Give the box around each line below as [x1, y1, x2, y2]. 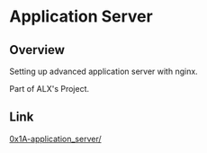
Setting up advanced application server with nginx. [9, 66, 198, 76]
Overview [9, 42, 66, 58]
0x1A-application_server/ [9, 133, 102, 144]
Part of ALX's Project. [9, 84, 90, 94]
